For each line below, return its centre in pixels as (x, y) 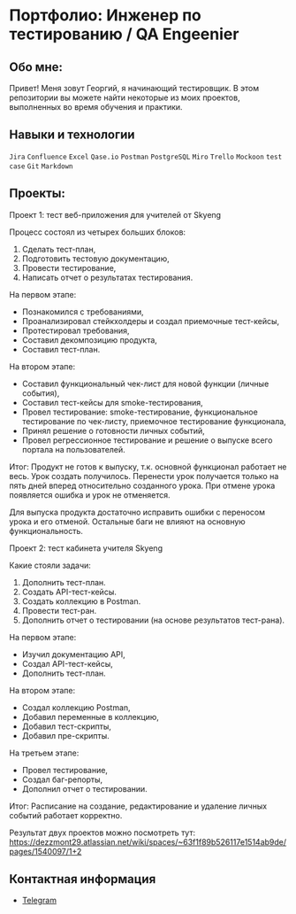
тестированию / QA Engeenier (124, 34)
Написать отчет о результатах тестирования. (107, 277)
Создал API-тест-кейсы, (67, 663)
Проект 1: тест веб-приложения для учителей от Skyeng (115, 214)
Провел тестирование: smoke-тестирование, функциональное (140, 412)
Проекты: (38, 194)
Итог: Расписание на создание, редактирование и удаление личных (138, 806)
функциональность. (46, 531)
